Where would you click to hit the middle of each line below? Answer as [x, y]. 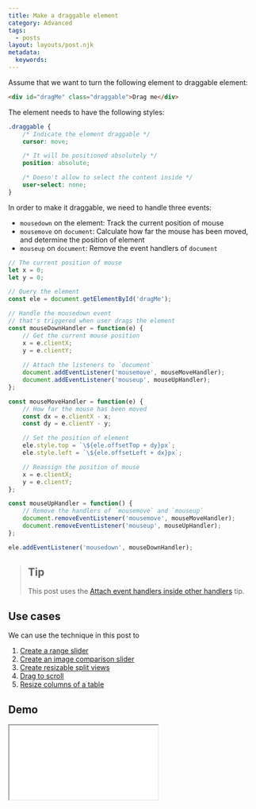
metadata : [25, 52]
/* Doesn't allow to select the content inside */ [108, 178]
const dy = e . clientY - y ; [67, 424]
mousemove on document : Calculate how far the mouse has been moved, [134, 231]
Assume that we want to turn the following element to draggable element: [128, 82]
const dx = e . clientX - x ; [67, 416]
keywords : [31, 60]
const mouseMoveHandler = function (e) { [76, 402]
